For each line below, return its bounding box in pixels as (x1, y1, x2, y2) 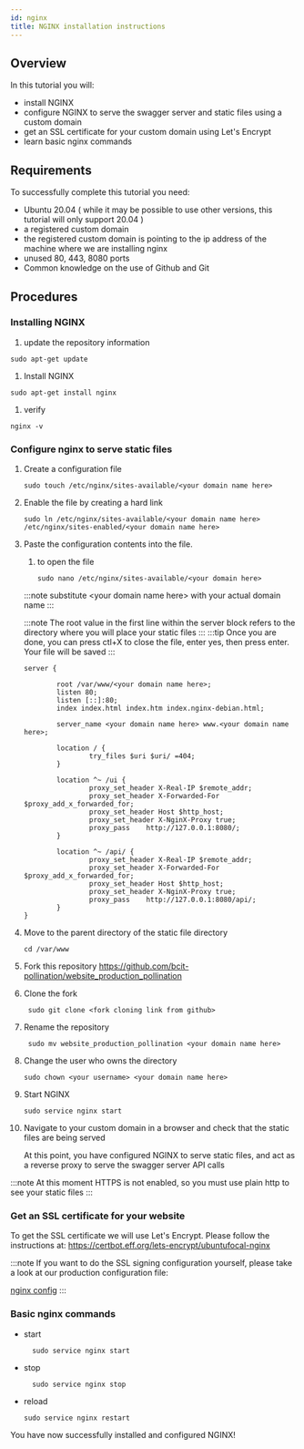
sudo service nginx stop (32, 1380, 127, 1389)
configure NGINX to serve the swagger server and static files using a (23, 107, 283, 118)
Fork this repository (23, 961, 97, 971)
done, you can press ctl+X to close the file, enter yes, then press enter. (23, 637, 289, 648)
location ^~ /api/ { (56, 848, 135, 857)
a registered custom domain (23, 224, 129, 235)
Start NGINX (23, 1089, 71, 1100)
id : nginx (10, 13, 48, 23)
